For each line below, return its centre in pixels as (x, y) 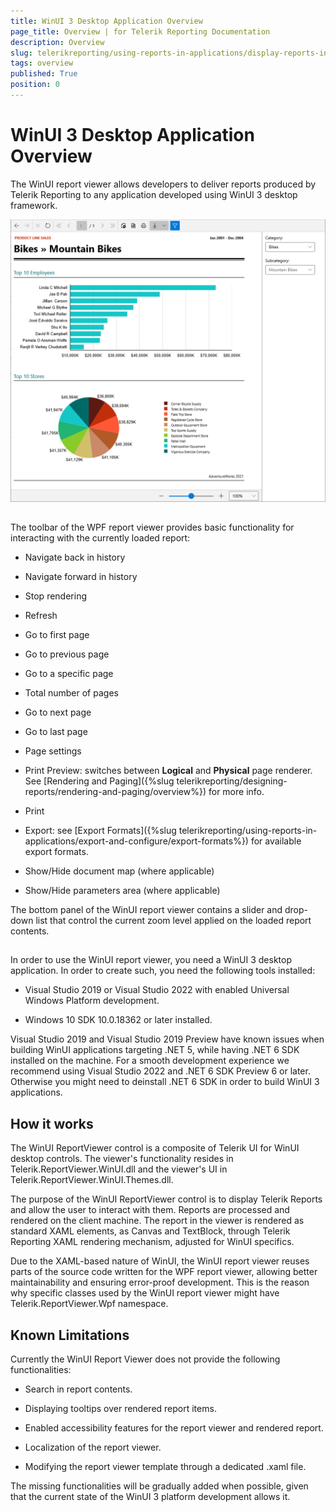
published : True (44, 74)
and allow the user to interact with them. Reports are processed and (150, 1210)
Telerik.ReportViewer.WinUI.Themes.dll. (92, 1180)
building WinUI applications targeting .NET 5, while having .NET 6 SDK (155, 1050)
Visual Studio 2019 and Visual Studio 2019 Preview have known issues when (167, 1039)
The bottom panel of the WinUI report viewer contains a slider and (146, 910)
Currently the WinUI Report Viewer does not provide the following (145, 1359)
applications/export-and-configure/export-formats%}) (136, 841)
